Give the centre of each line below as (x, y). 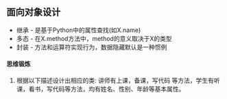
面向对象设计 (34, 12)
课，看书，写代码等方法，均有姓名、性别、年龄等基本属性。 (100, 89)
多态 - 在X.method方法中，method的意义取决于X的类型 (94, 38)
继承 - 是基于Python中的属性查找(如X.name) (79, 30)
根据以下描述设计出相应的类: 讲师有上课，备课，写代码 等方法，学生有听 (118, 81)
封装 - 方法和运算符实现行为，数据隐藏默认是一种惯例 (92, 47)
